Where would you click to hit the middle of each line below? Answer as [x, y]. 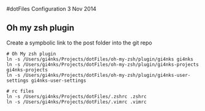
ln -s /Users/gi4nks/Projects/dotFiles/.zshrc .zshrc [77, 96]
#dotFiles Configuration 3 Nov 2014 [52, 9]
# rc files [20, 91]
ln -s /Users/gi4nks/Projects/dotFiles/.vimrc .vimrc [77, 102]
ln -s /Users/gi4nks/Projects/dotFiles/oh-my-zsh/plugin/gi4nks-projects [103, 64]
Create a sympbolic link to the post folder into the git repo [79, 43]
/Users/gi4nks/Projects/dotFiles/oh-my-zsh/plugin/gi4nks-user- [106, 75]
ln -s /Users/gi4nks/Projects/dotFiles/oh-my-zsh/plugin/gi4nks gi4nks [100, 59]
